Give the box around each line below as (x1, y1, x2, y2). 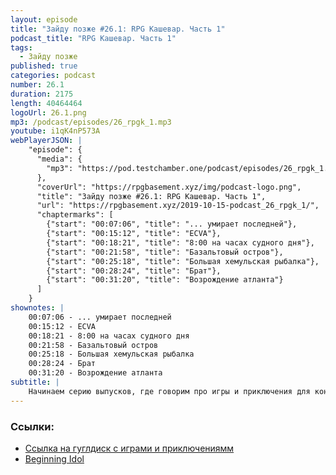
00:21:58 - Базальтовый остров (28, 340, 159, 350)
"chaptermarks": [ (36, 210, 114, 220)
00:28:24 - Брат (28, 359, 97, 369)
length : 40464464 (10, 98, 83, 108)
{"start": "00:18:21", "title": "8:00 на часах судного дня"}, (46, 237, 315, 248)
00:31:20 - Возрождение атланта (28, 368, 163, 378)
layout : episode (10, 14, 78, 25)
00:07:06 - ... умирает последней (28, 312, 172, 322)
